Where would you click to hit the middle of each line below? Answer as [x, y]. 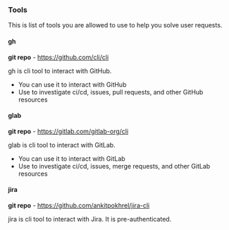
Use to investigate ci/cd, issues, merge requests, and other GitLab [114, 166]
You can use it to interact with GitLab [72, 158]
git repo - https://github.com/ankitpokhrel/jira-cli [79, 205]
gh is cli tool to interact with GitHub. [60, 71]
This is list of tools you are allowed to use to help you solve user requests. [115, 25]
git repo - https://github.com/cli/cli [58, 57]
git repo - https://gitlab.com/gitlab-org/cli [68, 131]
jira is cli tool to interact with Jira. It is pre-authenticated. [90, 219]
